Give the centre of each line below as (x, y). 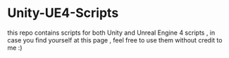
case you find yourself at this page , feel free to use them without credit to (115, 40)
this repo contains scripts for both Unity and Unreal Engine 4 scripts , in (111, 33)
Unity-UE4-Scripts (63, 13)
